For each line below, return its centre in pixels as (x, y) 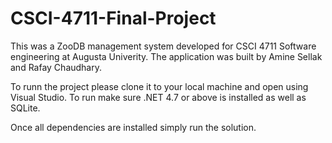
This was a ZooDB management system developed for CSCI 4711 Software (163, 46)
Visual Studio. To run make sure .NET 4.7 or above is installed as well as (158, 97)
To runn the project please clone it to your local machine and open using (159, 86)
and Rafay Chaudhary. (56, 67)
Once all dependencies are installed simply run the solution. (133, 127)
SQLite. (25, 108)
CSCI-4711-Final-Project (113, 18)
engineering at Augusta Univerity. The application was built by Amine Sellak (166, 56)
